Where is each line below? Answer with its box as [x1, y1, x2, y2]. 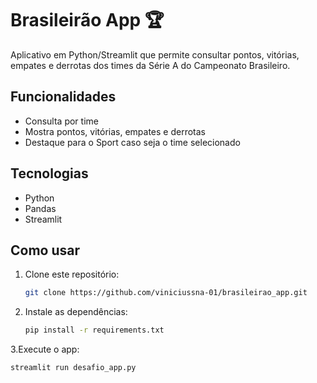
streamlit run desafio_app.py [10, 363, 137, 373]
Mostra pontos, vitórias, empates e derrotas [24, 125, 207, 137]
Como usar [10, 242, 81, 259]
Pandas [24, 202, 57, 214]
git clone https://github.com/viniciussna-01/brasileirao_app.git [24, 288, 308, 298]
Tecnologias [10, 165, 89, 182]
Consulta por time [24, 115, 99, 127]
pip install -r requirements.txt [24, 325, 165, 336]
